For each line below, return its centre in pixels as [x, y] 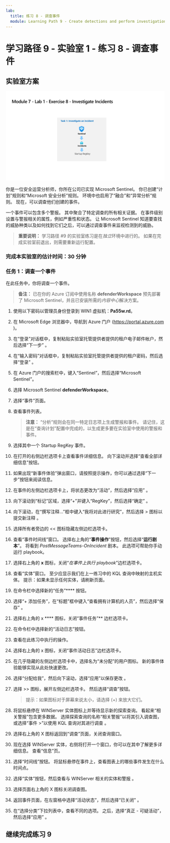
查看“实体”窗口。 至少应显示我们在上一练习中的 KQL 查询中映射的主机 [85, 573]
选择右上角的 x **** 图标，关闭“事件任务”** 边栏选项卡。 [72, 618]
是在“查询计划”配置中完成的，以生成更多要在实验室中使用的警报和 [94, 429]
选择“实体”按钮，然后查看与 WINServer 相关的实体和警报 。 [75, 779]
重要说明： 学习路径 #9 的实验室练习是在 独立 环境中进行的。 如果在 [88, 236]
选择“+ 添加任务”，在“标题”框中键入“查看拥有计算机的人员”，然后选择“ [86, 601]
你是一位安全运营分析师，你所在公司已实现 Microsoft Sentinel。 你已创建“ [82, 189]
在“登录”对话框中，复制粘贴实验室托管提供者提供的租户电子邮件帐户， [86, 339]
